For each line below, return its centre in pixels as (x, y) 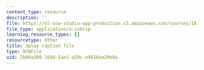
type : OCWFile (24, 52)
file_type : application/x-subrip (49, 29)
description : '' (27, 18)
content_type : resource (36, 12)
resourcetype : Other (32, 40)
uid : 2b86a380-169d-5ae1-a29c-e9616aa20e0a (62, 57)
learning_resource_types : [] (43, 35)
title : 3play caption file (40, 46)
